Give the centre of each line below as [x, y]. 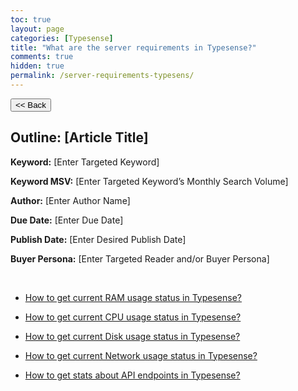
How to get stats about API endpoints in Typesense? [132, 375]
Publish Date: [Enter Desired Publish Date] [98, 239]
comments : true [42, 57]
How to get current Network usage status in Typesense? [141, 355]
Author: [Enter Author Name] [70, 200]
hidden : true [37, 66]
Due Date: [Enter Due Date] [67, 220]
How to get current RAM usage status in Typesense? [133, 297]
